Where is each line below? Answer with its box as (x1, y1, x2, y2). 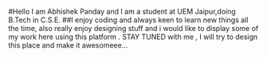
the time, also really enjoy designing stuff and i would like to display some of (8, 24, 259, 33)
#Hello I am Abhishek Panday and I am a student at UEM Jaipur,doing (8, 7, 237, 16)
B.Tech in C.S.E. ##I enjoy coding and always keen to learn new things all (8, 15, 249, 25)
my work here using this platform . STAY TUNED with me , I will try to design (8, 32, 258, 41)
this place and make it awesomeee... (8, 41, 128, 50)
